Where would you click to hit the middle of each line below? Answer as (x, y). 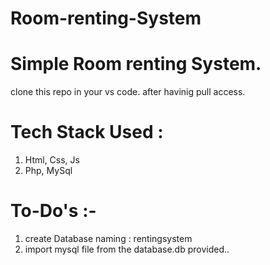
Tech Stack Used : (87, 132)
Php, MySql (48, 171)
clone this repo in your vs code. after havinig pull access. (128, 92)
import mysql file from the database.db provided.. (127, 249)
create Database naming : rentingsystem (108, 238)
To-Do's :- (53, 211)
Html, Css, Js (52, 160)
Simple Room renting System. (136, 64)
